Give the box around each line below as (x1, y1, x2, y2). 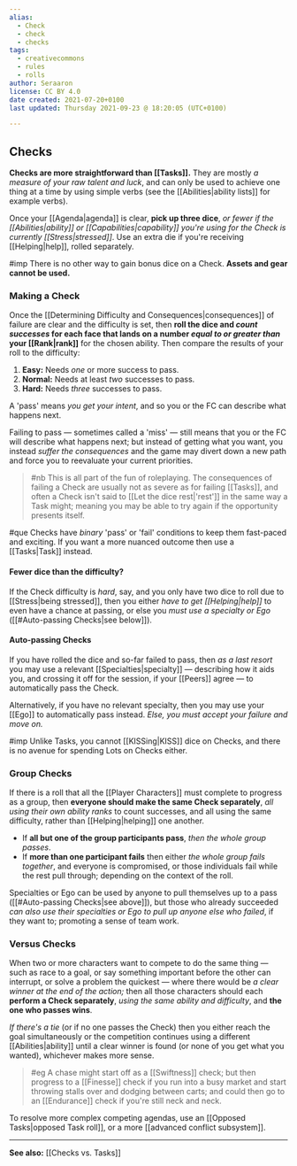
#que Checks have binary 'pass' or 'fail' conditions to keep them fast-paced (9, 528, 287, 538)
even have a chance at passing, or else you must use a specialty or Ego (9, 605, 271, 615)
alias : (9, 12, 34, 22)
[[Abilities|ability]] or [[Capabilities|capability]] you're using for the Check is (9, 222, 286, 233)
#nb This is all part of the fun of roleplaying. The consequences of (30, 473, 272, 483)
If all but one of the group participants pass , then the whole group (21, 833, 267, 844)
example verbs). (9, 196, 69, 206)
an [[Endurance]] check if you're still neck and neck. (30, 1095, 223, 1107)
